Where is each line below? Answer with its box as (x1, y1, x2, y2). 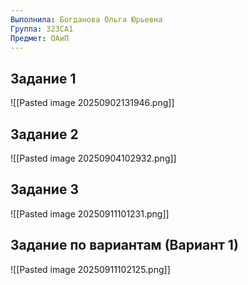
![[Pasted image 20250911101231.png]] (10, 207, 170, 220)
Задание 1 (10, 70, 77, 87)
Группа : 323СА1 (10, 24, 74, 34)
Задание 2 (10, 126, 79, 143)
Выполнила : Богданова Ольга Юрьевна (10, 14, 163, 25)
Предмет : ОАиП (10, 33, 70, 43)
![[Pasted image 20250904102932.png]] (10, 152, 177, 164)
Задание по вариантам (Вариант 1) (10, 237, 239, 254)
